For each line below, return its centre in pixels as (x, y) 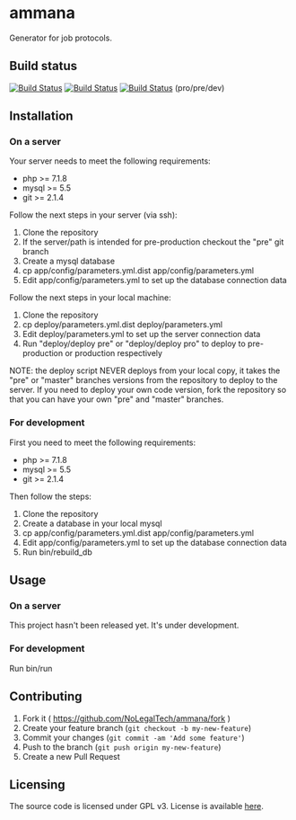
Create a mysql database (68, 261)
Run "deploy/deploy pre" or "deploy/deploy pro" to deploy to (134, 343)
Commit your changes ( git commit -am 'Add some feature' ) (133, 737)
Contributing (46, 696)
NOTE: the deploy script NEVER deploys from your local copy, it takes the (145, 370)
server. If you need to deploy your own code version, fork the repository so (148, 390)
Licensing (37, 784)
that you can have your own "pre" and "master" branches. (117, 399)
